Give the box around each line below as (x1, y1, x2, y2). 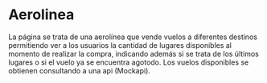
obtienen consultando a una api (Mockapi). (8, 65, 151, 75)
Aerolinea (8, 6, 75, 24)
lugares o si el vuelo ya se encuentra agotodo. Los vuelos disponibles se (8, 57, 249, 67)
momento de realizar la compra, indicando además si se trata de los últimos (8, 49, 259, 58)
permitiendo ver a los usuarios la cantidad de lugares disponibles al (8, 40, 232, 49)
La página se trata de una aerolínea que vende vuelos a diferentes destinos (8, 32, 257, 41)
